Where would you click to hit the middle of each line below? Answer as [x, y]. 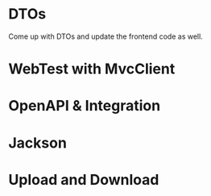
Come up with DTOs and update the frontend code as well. [105, 36]
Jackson [37, 143]
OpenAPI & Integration [85, 106]
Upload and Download [84, 179]
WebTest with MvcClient [92, 69]
